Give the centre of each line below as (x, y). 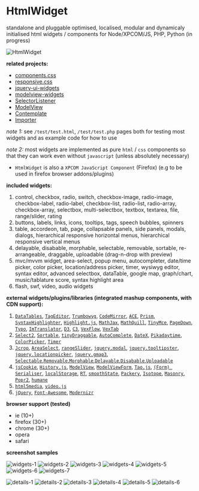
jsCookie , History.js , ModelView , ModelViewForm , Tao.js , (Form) (92, 366)
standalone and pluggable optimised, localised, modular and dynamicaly (96, 28)
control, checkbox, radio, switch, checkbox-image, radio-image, (94, 197)
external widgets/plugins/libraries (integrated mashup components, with (99, 297)
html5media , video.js (41, 385)
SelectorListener (35, 101)
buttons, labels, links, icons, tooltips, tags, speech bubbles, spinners (99, 222)
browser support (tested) (38, 403)
